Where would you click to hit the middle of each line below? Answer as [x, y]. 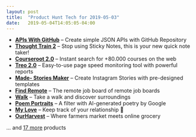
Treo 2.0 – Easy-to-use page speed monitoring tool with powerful [96, 65]
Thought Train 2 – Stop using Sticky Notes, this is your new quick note [103, 46]
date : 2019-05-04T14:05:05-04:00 [51, 23]
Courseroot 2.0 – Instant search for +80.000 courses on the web [96, 59]
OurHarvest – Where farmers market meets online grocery [88, 116]
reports [24, 72]
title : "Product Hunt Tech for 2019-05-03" [63, 17]
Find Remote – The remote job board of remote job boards [87, 91]
